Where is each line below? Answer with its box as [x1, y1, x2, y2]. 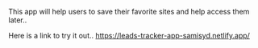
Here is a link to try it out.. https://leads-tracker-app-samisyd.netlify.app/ [8, 31, 250, 40]
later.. [8, 15, 27, 25]
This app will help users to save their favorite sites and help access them [8, 7, 250, 16]
